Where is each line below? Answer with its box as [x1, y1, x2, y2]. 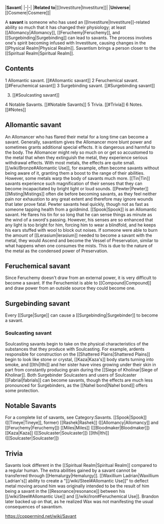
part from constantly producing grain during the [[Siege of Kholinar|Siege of [5, 366, 158, 373]
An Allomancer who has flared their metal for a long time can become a [5, 134, 148, 140]
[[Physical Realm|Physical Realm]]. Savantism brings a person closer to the [5, 45, 156, 51]
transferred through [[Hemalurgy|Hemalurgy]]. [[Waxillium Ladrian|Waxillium [5, 473, 159, 479]
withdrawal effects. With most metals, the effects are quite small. [5, 160, 136, 165]
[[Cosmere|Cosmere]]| [5, 10, 51, 16]
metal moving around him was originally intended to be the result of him [5, 483, 150, 489]
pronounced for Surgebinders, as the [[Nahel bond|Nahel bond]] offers [5, 382, 148, 388]
